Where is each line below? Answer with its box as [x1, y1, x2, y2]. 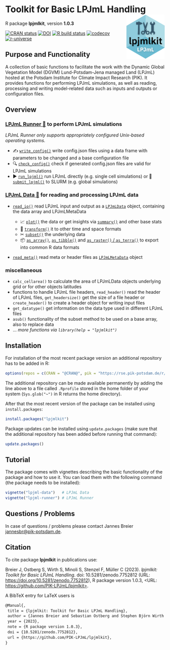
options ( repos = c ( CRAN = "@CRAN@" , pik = [5, 370, 96, 376]
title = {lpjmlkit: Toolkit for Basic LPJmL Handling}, [7, 608, 128, 613]
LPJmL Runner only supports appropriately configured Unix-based [5, 132, 145, 138]
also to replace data [12, 321, 54, 328]
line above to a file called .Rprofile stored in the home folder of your [5, 385, 149, 391]
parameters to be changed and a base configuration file [12, 155, 129, 161]
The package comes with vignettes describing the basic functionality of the [5, 469, 163, 475]
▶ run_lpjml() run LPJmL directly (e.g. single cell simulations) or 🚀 [12, 174, 152, 180]
